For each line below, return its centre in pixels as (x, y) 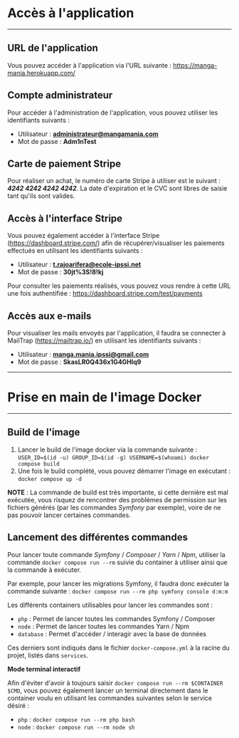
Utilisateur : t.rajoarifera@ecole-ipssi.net (79, 264)
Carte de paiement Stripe (64, 163)
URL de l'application (53, 48)
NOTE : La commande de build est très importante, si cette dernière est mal (118, 492)
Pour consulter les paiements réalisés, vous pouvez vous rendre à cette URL (119, 286)
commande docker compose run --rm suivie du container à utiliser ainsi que (117, 562)
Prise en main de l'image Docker (105, 397)
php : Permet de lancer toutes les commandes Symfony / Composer (116, 618)
